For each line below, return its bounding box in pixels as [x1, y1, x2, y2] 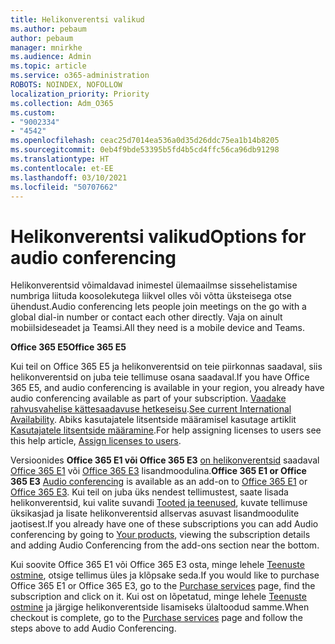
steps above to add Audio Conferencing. [10, 622, 177, 635]
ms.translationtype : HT [10, 154, 110, 164]
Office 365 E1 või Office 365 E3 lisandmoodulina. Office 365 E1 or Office [10, 465, 307, 477]
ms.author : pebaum [10, 24, 87, 34]
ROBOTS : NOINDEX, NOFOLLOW [10, 80, 123, 90]
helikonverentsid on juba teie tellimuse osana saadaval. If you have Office [10, 371, 310, 383]
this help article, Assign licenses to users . [10, 435, 182, 447]
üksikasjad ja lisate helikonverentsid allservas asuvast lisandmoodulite [10, 507, 300, 520]
